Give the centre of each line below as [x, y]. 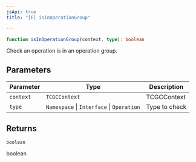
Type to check [166, 107]
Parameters [29, 70]
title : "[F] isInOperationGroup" [48, 18]
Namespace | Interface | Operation [93, 107]
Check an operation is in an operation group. [62, 51]
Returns [22, 128]
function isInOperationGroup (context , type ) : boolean [76, 39]
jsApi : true [21, 12]
